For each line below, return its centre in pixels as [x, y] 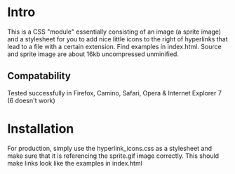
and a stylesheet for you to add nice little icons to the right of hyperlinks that [117, 39]
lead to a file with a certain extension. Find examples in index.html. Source [115, 46]
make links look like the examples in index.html [75, 163]
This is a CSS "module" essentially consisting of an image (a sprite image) [114, 32]
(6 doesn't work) [32, 100]
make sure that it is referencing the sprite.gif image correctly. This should [113, 156]
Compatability [39, 76]
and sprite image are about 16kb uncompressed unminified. [93, 54]
